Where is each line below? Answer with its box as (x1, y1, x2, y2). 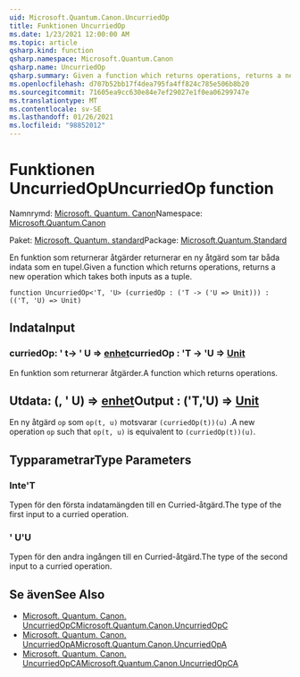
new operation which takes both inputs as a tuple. (9, 271, 193, 281)
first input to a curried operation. (9, 509, 129, 520)
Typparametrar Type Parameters (9, 452, 192, 467)
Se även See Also (9, 587, 105, 602)
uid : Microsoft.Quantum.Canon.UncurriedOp (9, 13, 170, 22)
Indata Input (9, 321, 76, 336)
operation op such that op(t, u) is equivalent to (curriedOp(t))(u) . (9, 426, 256, 438)
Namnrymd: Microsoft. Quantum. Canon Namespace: (9, 207, 203, 219)
